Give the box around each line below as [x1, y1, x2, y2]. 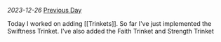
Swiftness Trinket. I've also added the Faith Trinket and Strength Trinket [7, 27, 214, 35]
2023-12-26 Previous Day [7, 6, 82, 14]
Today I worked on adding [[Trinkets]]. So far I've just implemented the [7, 20, 212, 27]
